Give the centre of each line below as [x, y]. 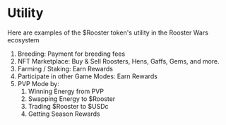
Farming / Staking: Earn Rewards [65, 69]
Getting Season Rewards [64, 114]
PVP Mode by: [38, 83]
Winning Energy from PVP [66, 91]
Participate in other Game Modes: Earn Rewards [87, 76]
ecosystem [24, 40]
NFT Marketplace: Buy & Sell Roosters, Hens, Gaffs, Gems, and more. [119, 61]
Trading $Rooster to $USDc [68, 106]
